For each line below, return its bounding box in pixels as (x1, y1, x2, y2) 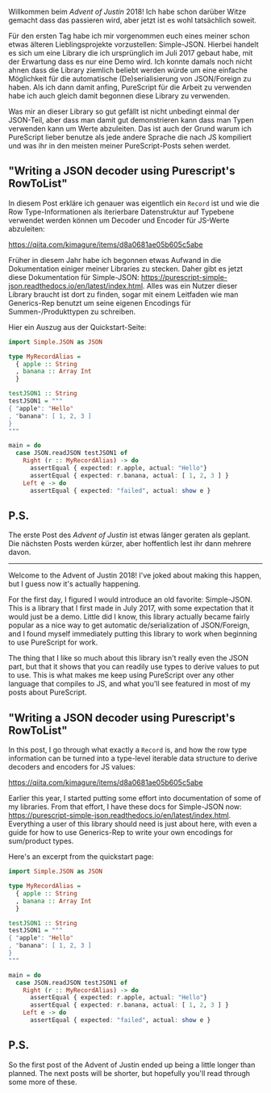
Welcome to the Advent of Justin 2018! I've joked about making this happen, (8, 570, 262, 580)
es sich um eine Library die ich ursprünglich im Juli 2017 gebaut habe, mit (8, 48, 253, 57)
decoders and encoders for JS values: (8, 762, 135, 772)
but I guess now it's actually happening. (8, 579, 141, 589)
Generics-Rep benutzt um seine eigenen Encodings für (8, 298, 191, 307)
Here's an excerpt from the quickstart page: (8, 852, 155, 861)
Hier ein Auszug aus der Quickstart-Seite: (8, 322, 147, 332)
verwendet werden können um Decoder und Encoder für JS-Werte (8, 215, 230, 225)
